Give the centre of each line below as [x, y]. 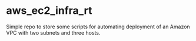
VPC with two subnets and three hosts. [53, 32]
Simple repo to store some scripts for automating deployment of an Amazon [98, 27]
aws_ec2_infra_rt [49, 11]
